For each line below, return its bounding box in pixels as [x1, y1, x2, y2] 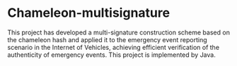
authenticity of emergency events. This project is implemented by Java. [7, 51, 216, 59]
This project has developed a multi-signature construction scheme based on [7, 28, 230, 37]
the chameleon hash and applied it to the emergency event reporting [7, 35, 207, 44]
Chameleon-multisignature [7, 5, 170, 21]
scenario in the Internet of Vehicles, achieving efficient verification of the [7, 43, 220, 51]
